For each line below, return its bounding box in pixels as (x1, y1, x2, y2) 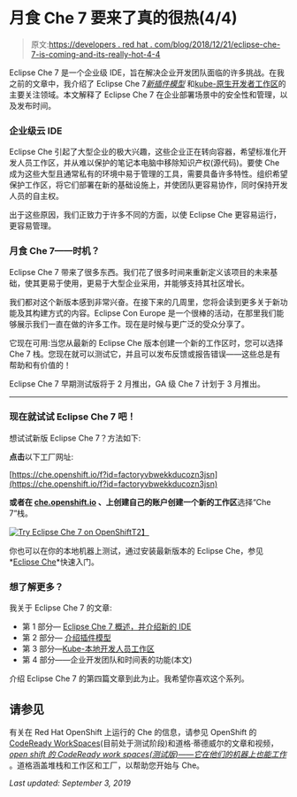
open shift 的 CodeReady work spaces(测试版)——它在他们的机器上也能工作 (9, 748, 287, 759)
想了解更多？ (9, 580, 65, 593)
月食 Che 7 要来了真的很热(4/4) (9, 8, 238, 28)
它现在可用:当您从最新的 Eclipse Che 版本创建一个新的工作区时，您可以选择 (9, 337, 284, 348)
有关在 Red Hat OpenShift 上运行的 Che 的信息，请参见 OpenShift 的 (9, 726, 257, 737)
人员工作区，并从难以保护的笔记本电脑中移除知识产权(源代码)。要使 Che (16, 157, 280, 168)
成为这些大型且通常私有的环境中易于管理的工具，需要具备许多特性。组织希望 (9, 169, 288, 180)
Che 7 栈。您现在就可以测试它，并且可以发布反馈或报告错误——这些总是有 (9, 349, 281, 359)
